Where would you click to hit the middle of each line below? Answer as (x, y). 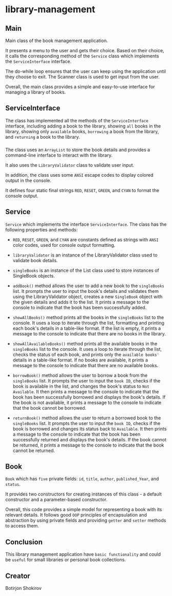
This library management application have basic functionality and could (83, 555)
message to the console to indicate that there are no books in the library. (89, 333)
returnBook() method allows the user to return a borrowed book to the (87, 418)
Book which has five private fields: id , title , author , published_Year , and (82, 479)
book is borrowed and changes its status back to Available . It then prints (90, 429)
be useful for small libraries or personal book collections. (66, 560)
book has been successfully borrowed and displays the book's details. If (89, 397)
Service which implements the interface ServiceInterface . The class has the (86, 224)
